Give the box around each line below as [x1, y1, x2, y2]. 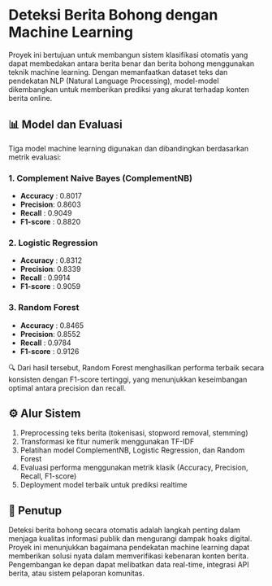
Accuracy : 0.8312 [19, 256, 83, 265]
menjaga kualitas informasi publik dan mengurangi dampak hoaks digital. [8, 534, 253, 544]
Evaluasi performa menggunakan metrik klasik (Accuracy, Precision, [19, 462, 248, 473]
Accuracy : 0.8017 [19, 191, 83, 201]
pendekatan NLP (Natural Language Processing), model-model [8, 76, 219, 85]
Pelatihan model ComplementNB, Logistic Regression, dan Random [19, 445, 245, 455]
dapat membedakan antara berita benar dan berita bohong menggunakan [8, 59, 255, 68]
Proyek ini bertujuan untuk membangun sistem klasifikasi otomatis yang [8, 50, 248, 59]
